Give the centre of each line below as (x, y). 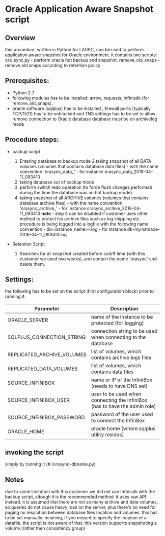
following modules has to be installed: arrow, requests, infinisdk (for (81, 98)
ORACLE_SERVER (28, 320)
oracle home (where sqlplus (123, 429)
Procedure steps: (32, 140)
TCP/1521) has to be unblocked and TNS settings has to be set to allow (84, 113)
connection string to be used (124, 331)
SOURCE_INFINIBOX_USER (39, 400)
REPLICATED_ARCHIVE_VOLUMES (47, 355)
